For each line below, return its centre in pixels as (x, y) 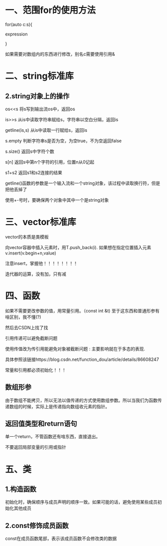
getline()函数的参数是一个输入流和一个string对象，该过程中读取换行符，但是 (83, 183)
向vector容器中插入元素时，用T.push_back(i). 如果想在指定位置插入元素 (78, 247)
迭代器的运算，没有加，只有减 (36, 274)
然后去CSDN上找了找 (27, 327)
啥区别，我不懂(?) (23, 317)
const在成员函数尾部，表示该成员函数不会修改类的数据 (61, 539)
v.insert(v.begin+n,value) (31, 253)
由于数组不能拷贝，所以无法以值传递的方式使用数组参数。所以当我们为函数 (81, 400)
